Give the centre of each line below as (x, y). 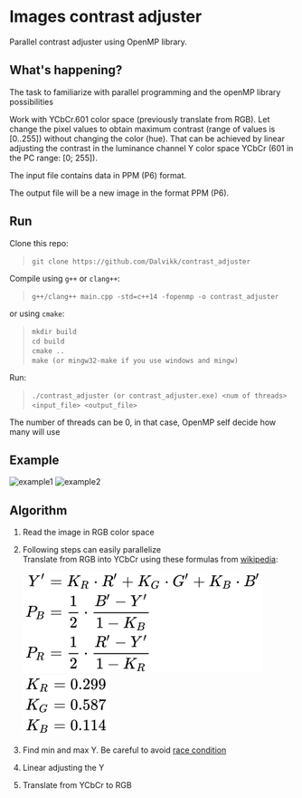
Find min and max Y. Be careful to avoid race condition (124, 750)
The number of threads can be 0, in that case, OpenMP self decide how (143, 422)
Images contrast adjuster (106, 17)
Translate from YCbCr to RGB (77, 785)
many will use (35, 431)
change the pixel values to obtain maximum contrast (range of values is (142, 129)
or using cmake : (37, 313)
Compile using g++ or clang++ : (65, 278)
